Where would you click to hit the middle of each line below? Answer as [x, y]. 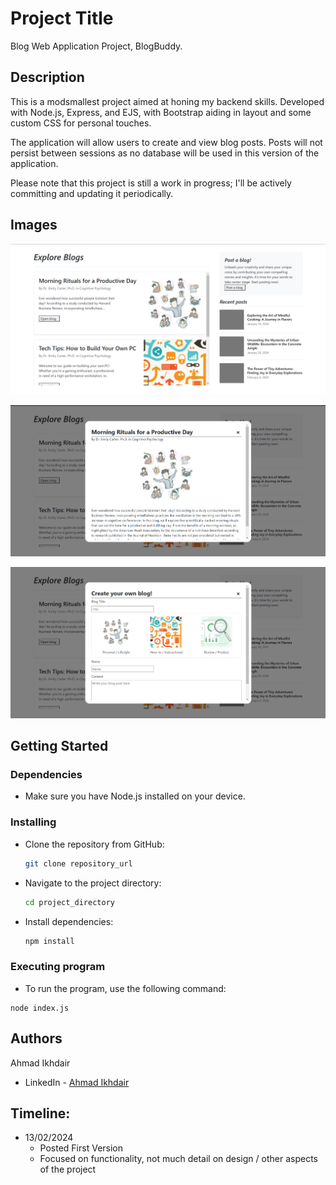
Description [47, 77]
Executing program [58, 967]
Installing [33, 822]
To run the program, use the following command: [125, 988]
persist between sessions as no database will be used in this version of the [165, 153]
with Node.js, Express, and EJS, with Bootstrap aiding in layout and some [161, 112]
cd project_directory [69, 902]
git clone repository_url [78, 863]
